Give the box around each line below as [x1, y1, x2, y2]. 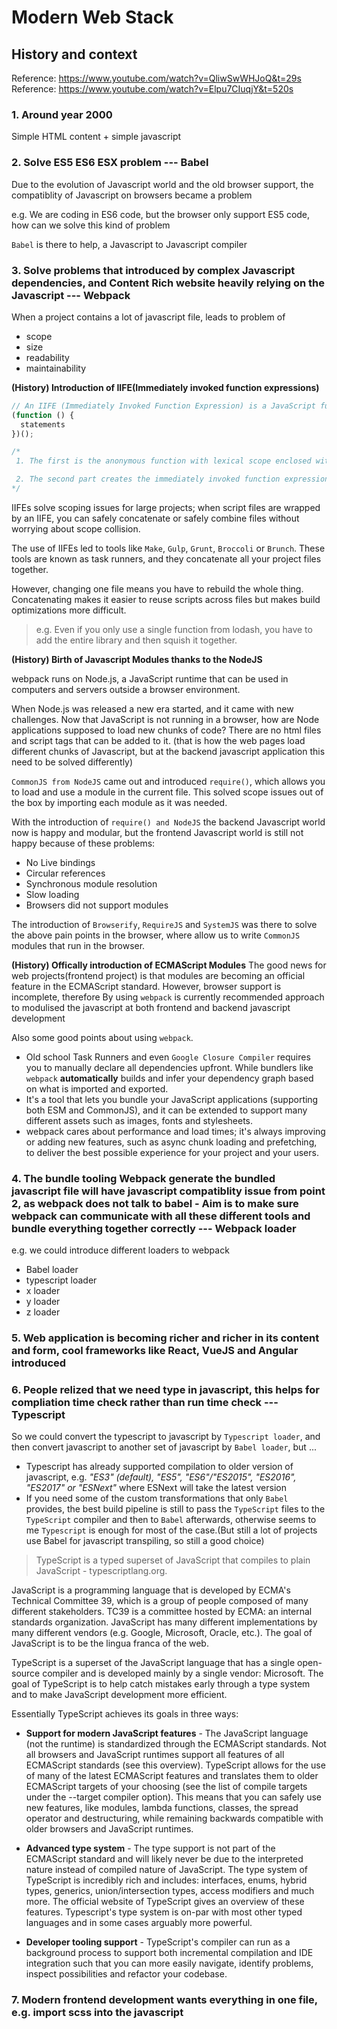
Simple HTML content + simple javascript [11, 131, 182, 143]
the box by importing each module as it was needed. [11, 796, 228, 808]
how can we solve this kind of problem [11, 219, 171, 231]
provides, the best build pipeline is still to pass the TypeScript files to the [25, 1503, 326, 1515]
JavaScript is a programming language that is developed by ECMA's [11, 1584, 291, 1596]
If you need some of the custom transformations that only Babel [25, 1492, 289, 1505]
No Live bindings [25, 856, 96, 868]
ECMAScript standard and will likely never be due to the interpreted [25, 1853, 304, 1865]
